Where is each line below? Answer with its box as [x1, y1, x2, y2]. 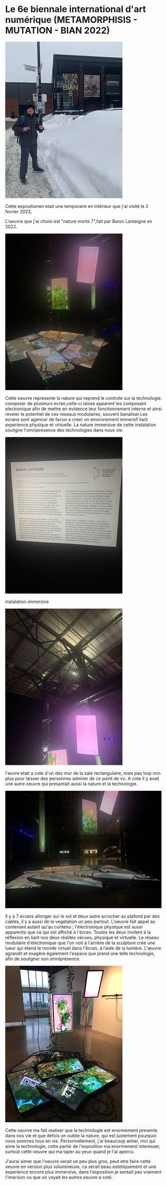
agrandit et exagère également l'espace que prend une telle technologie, [5, 950, 155, 956]
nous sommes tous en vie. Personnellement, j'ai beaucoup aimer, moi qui [5, 1138, 156, 1144]
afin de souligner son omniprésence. [5, 956, 81, 962]
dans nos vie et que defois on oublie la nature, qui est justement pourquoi [5, 1132, 156, 1138]
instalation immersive [5, 599, 49, 605]
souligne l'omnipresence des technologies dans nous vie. [5, 427, 123, 433]
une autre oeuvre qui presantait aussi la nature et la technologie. [5, 780, 138, 787]
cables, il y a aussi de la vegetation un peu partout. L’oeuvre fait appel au [5, 918, 156, 925]
